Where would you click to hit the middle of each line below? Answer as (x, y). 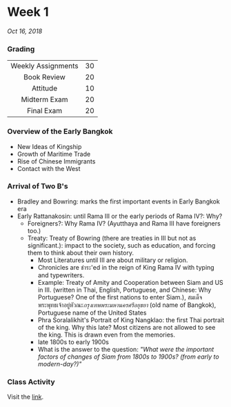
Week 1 (28, 12)
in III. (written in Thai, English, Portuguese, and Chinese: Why (124, 290)
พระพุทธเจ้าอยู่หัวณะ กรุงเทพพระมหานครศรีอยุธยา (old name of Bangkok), (127, 305)
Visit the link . (26, 397)
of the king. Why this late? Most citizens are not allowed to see (127, 327)
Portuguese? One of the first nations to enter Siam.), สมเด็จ (120, 297)
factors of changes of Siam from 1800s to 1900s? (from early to (128, 357)
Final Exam (44, 111)
